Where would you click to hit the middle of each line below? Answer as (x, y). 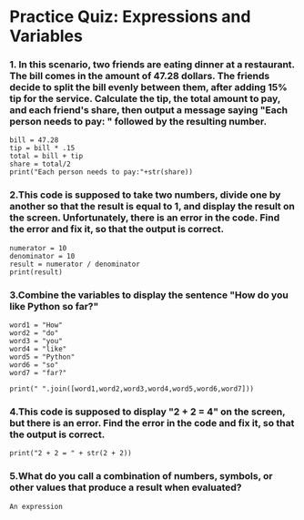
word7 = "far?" (38, 373)
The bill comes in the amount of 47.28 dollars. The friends (140, 76)
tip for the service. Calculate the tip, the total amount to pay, (145, 99)
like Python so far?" (54, 306)
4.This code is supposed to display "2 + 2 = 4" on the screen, (147, 412)
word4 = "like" (38, 349)
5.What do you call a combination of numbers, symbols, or (141, 476)
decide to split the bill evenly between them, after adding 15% (149, 87)
